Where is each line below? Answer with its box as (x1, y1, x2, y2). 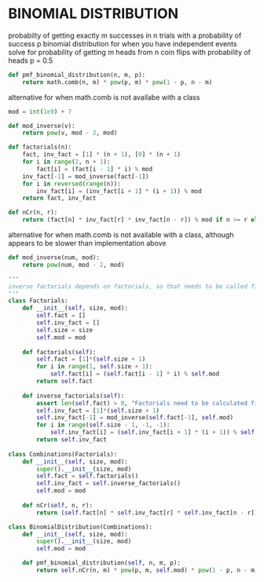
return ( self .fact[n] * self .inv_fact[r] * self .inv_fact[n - (36, 508, 244, 517)
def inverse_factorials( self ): (22, 392, 125, 400)
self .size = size (36, 326, 93, 334)
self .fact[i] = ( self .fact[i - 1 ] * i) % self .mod (49, 370, 220, 378)
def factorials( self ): (22, 348, 97, 356)
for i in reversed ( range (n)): (22, 180, 122, 188)
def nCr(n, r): (8, 209, 58, 217)
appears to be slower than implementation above (8, 239, 167, 248)
